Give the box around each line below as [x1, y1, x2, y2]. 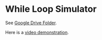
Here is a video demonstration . [5, 29, 69, 35]
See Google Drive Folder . [5, 20, 57, 26]
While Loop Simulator [5, 3, 97, 15]
